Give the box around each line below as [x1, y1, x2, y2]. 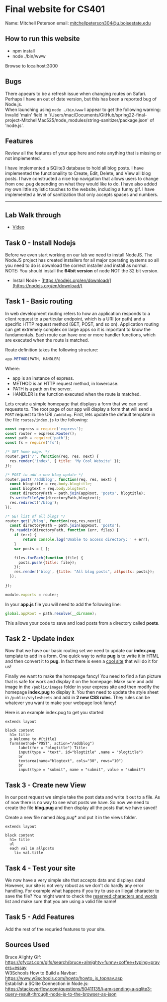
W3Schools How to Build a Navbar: [5, 970, 77, 976]
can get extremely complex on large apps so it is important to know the [5, 326, 151, 332]
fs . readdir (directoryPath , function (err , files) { [9, 528, 119, 533]
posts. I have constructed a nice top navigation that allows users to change [5, 176, 159, 182]
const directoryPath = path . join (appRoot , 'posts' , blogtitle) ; [9, 491, 146, 496]
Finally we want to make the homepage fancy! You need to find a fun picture [5, 673, 162, 679]
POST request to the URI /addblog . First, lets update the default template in [5, 411, 156, 417]
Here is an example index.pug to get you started [5, 710, 104, 716]
